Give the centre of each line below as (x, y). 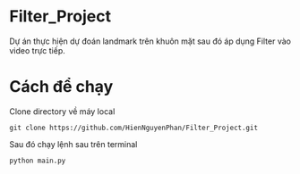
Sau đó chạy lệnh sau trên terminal (73, 144)
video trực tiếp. (37, 50)
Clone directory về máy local (62, 111)
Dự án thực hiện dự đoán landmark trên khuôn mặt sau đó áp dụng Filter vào (150, 41)
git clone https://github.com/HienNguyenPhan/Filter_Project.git (133, 128)
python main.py (38, 161)
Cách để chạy (61, 87)
